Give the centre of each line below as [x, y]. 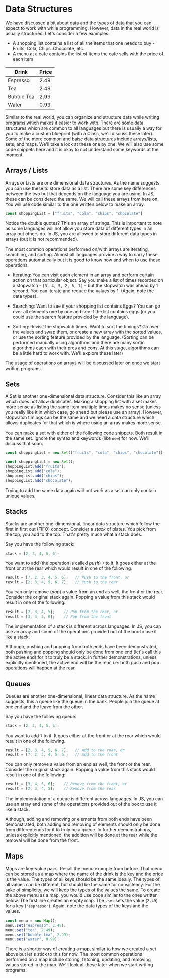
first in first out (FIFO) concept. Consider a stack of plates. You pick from [81, 529]
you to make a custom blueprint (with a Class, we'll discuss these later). [79, 133]
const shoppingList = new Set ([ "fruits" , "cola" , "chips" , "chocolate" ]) [84, 453]
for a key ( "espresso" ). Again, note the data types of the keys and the [77, 906]
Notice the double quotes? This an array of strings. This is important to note [84, 223]
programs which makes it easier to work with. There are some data [74, 123]
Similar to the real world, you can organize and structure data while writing [82, 117]
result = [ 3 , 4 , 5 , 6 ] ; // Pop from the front [58, 617]
